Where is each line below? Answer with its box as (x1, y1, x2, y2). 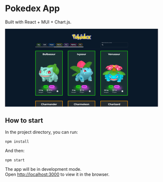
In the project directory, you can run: (5, 129, 78, 135)
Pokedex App (5, 3, 60, 14)
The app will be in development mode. (5, 166, 81, 172)
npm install (5, 139, 29, 144)
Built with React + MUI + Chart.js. (5, 19, 72, 25)
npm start (5, 158, 25, 163)
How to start (5, 116, 43, 125)
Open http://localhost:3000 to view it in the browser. (5, 171, 110, 178)
